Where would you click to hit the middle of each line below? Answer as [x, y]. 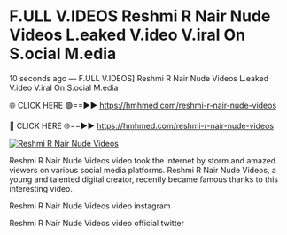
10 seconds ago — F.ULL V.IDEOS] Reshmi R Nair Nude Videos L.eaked [139, 78]
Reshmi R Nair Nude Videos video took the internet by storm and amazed [143, 160]
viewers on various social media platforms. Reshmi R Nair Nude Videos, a [143, 170]
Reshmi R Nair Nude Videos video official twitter [97, 223]
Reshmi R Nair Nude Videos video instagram [90, 206]
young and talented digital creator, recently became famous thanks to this [144, 179]
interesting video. [41, 188]
